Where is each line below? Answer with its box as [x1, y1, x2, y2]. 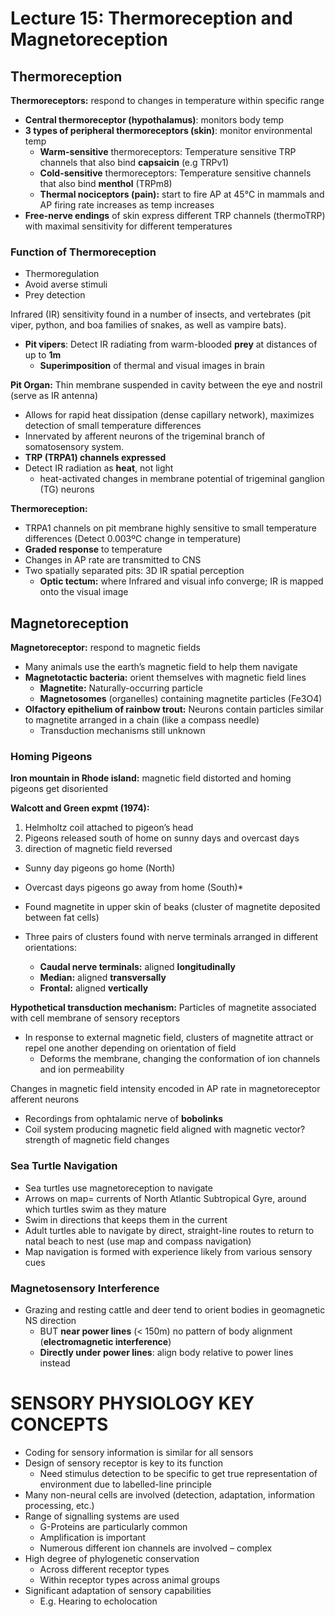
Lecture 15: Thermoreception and [10, 7, 293, 30]
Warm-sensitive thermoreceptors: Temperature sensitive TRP [39, 146, 297, 157]
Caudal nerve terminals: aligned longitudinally [39, 961, 236, 973]
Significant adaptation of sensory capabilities [24, 1584, 212, 1596]
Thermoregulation [24, 268, 100, 280]
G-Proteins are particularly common [39, 1520, 188, 1532]
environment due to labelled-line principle [39, 1478, 212, 1490]
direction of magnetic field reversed [24, 843, 173, 855]
